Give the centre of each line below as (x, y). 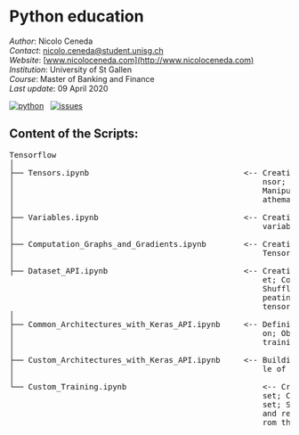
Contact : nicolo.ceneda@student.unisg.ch (87, 50)
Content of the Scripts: (74, 134)
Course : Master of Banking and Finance (82, 78)
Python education (77, 16)
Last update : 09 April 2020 (59, 88)
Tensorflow (33, 155)
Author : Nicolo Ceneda (51, 41)
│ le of (148, 369)
